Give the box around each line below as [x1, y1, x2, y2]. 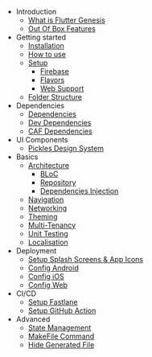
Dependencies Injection [39, 187, 119, 195]
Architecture [27, 161, 70, 170]
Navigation [27, 195, 64, 204]
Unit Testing [27, 229, 68, 238]
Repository [39, 178, 76, 187]
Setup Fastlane [27, 297, 78, 306]
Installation [27, 41, 64, 51]
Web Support [39, 84, 84, 93]
